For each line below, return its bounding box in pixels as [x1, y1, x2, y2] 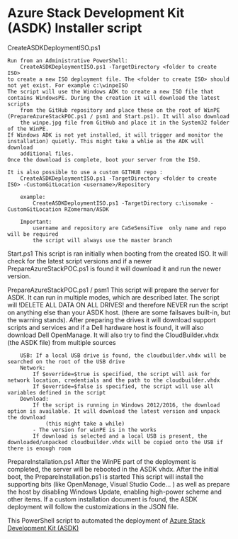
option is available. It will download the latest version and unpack [7, 407, 220, 415]
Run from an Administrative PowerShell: [7, 57, 129, 64]
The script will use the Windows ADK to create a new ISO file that [7, 88, 214, 95]
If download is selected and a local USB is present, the [33, 432, 208, 440]
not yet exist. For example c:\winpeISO [7, 81, 129, 89]
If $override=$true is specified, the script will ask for [33, 370, 211, 378]
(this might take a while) [45, 420, 125, 427]
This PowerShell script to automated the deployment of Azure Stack [7, 516, 205, 525]
